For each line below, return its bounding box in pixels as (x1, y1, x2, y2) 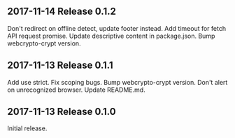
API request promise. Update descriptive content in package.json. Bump (7, 32, 215, 40)
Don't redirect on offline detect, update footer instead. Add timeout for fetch (7, 24, 226, 32)
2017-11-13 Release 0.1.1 (7, 60, 113, 71)
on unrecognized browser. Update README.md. (7, 85, 145, 94)
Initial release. (7, 124, 48, 132)
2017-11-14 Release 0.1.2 (7, 6, 117, 18)
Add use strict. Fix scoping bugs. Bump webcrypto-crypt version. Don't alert (7, 78, 228, 86)
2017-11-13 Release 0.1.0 (7, 106, 117, 118)
